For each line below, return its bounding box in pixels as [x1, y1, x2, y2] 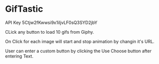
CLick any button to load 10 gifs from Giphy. [5, 29, 94, 35]
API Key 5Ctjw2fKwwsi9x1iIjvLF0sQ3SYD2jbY [5, 20, 98, 25]
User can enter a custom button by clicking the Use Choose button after [5, 48, 152, 54]
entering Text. [5, 53, 34, 59]
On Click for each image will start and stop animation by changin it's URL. [5, 38, 155, 44]
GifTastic [5, 3, 43, 15]
